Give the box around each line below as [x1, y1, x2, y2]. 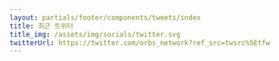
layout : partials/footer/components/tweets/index [9, 13, 202, 22]
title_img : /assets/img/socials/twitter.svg [9, 30, 181, 39]
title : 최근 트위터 [9, 22, 74, 30]
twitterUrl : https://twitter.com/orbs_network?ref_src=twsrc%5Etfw [9, 38, 271, 48]
